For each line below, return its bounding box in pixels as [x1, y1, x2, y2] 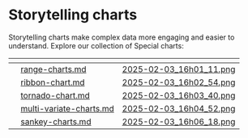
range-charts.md [20, 63, 87, 74]
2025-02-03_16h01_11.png [122, 63, 236, 74]
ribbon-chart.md [20, 77, 85, 88]
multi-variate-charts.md [20, 102, 115, 114]
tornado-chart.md [20, 90, 91, 101]
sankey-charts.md [20, 115, 92, 127]
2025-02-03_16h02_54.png [122, 77, 236, 88]
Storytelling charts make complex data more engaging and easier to [8, 32, 235, 42]
